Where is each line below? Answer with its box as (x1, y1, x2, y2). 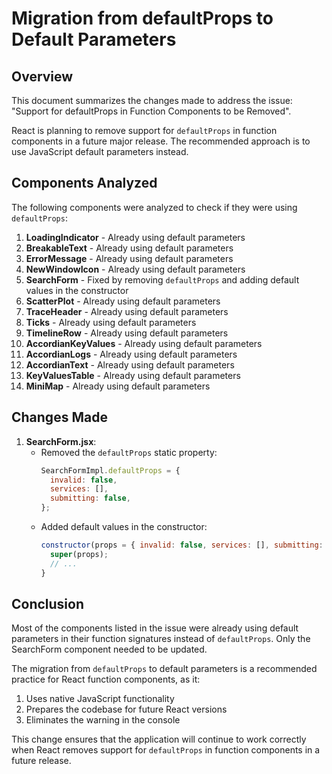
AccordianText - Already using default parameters (25, 358, 235, 371)
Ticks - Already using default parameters (25, 316, 197, 328)
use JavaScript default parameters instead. (11, 146, 189, 157)
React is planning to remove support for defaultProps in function (11, 125, 278, 136)
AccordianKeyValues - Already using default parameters (25, 337, 263, 349)
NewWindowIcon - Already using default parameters (25, 263, 246, 275)
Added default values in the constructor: (40, 521, 208, 532)
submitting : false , (49, 493, 131, 504)
